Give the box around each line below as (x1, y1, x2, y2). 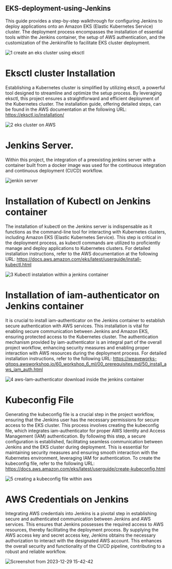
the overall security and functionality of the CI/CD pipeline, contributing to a (5, 543, 165, 550)
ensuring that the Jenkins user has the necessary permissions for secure (5, 417, 160, 423)
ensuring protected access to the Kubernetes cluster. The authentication (5, 333, 159, 340)
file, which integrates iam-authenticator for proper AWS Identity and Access (5, 427, 165, 434)
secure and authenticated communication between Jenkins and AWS (5, 516, 151, 522)
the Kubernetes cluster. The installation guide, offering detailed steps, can (5, 101, 161, 107)
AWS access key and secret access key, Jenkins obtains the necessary (5, 532, 156, 538)
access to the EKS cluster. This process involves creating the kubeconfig (5, 422, 159, 428)
